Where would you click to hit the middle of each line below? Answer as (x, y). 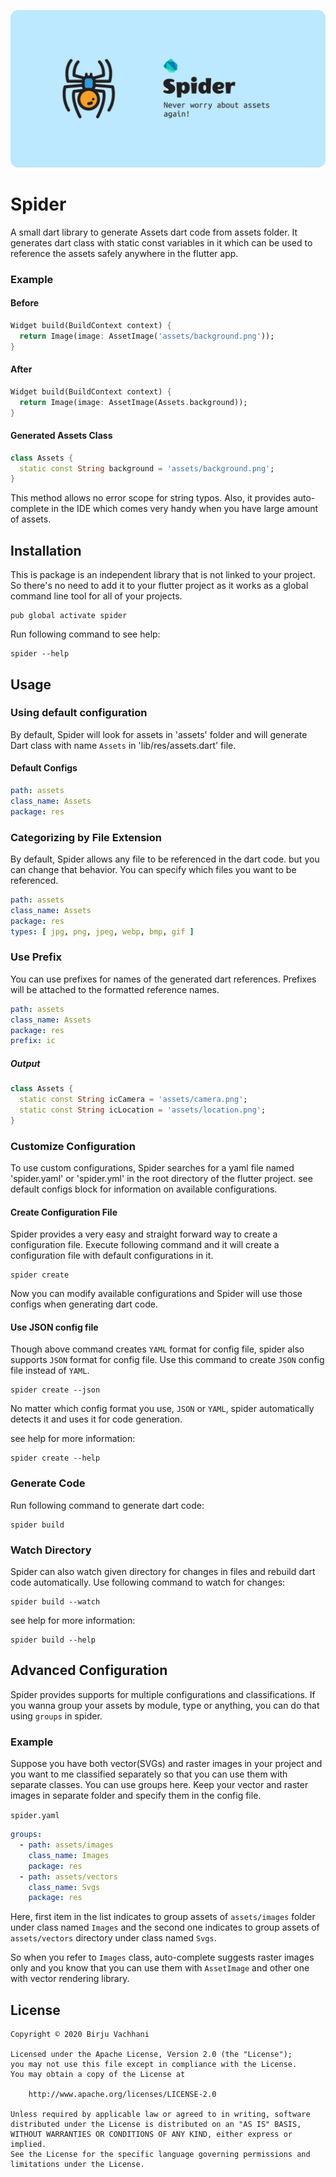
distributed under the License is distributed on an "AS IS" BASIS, (156, 2125)
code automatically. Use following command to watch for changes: (148, 1582)
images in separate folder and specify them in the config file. (136, 1796)
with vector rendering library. (70, 1979)
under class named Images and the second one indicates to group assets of (165, 1927)
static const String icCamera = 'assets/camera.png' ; (133, 1100)
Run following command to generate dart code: (107, 1505)
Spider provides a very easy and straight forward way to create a (144, 1234)
